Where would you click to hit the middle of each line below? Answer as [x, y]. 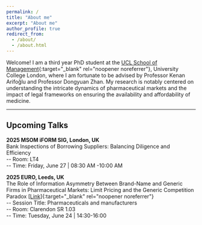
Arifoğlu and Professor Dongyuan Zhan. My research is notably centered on [100, 81]
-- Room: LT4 [23, 159]
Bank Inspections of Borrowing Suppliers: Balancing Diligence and [88, 146]
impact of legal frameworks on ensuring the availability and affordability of [98, 94]
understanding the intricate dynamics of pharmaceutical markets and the [96, 88]
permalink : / [23, 12]
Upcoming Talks [37, 125]
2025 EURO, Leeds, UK [35, 177]
